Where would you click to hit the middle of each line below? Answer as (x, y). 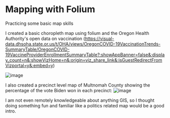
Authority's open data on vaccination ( (45, 38)
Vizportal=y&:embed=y (29, 65)
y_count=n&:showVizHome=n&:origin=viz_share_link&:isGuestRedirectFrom (84, 60)
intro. (11, 111)
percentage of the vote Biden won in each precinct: (59, 90)
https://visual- (100, 38)
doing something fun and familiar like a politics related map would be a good (85, 105)
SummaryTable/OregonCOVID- (37, 49)
